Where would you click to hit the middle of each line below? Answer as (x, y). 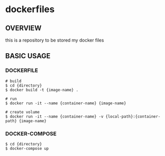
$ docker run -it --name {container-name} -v (54, 116)
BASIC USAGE (28, 56)
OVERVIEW (23, 28)
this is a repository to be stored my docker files (55, 40)
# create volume (22, 112)
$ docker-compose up (27, 148)
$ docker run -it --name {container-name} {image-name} (66, 103)
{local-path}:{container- (133, 116)
